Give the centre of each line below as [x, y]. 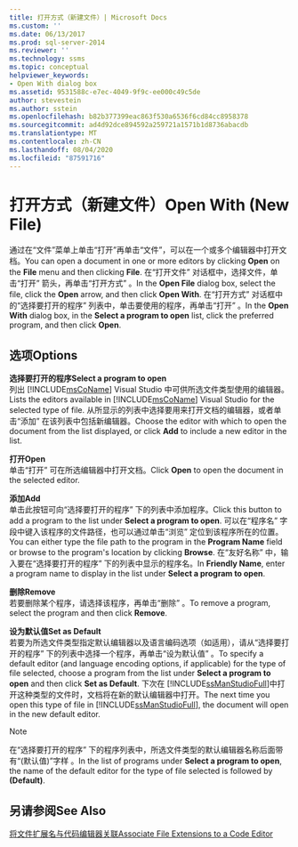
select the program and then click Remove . [88, 613]
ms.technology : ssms [48, 59]
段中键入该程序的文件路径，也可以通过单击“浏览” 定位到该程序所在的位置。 [146, 532]
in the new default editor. [55, 714]
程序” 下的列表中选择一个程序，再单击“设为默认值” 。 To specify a [144, 654]
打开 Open [28, 459]
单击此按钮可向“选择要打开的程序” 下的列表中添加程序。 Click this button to [145, 510]
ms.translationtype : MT [53, 133]
